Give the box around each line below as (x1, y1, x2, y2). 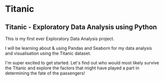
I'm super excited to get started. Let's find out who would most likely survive (5, 60, 159, 65)
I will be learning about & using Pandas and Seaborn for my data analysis (5, 45, 152, 51)
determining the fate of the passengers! (5, 70, 85, 76)
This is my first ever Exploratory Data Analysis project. (5, 36, 115, 41)
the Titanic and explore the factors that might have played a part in (5, 65, 140, 71)
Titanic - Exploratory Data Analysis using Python (5, 23, 157, 31)
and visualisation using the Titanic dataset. (5, 50, 92, 56)
